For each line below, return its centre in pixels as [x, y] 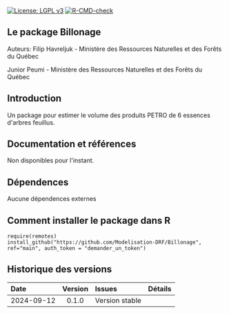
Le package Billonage [54, 32]
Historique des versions [60, 270]
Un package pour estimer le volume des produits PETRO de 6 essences [109, 115]
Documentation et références [72, 144]
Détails [160, 289]
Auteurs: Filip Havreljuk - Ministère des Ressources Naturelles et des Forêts [114, 49]
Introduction [34, 99]
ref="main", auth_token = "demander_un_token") [77, 249]
